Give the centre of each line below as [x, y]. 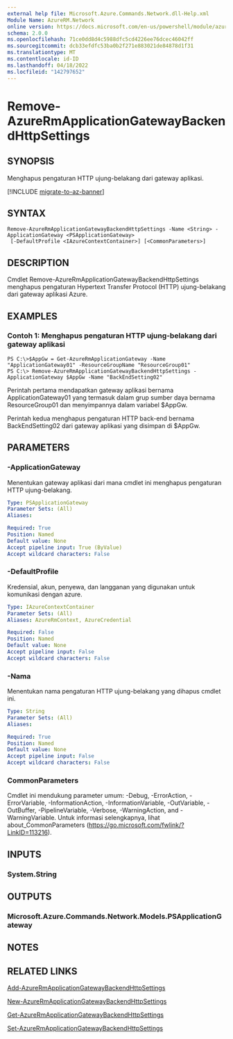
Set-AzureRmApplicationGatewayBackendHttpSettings [85, 1029]
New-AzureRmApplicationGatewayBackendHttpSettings [87, 1001]
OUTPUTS [29, 897]
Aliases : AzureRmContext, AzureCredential [69, 620]
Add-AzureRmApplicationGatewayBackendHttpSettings [86, 988]
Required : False [31, 632]
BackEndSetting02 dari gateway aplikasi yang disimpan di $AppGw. [104, 425]
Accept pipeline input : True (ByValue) [65, 547]
